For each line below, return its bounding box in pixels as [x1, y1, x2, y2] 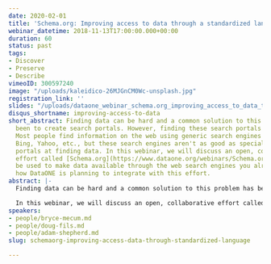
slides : [8, 102, 35, 110]
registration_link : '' [8, 94, 85, 103]
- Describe [8, 72, 45, 80]
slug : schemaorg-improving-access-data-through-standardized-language [8, 237, 251, 245]
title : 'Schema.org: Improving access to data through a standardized [8, 19, 251, 27]
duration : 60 [8, 34, 52, 43]
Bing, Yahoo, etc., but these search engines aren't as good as [15, 139, 236, 148]
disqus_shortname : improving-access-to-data [8, 110, 161, 118]
